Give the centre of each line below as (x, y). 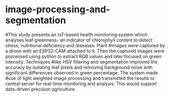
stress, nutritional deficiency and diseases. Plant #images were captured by (85, 45)
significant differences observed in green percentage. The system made (82, 72)
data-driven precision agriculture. (41, 89)
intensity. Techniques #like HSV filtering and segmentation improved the (81, 62)
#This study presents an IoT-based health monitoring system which (76, 34)
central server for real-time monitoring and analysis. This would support (81, 84)
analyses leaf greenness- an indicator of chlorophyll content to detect (79, 40)
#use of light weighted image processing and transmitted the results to (80, 78)
